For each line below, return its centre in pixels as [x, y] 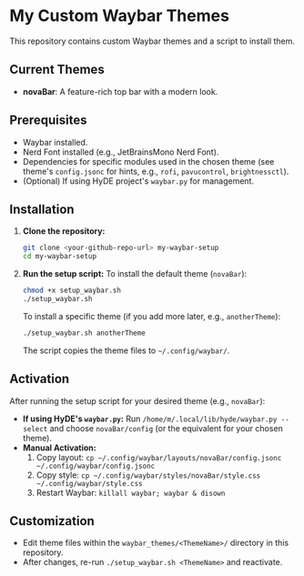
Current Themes [57, 70]
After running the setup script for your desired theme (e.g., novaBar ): [137, 400]
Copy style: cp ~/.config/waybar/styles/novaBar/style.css [148, 475]
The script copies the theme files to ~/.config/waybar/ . [126, 350]
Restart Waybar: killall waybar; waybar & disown [131, 492]
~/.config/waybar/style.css [89, 483]
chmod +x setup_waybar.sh [71, 291]
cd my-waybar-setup [60, 257]
